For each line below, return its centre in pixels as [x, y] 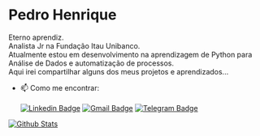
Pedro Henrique [63, 15]
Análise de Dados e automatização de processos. [91, 63]
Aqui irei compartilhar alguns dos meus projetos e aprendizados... [119, 71]
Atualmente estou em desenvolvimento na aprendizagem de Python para [130, 54]
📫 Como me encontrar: [60, 87]
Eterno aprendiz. [36, 37]
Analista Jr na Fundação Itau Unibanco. [74, 45]
